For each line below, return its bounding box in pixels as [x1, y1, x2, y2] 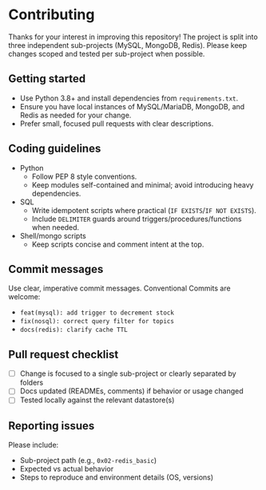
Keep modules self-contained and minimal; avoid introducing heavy [31, 180, 254, 189]
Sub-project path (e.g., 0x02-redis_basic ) [19, 456, 157, 465]
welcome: [8, 292, 41, 302]
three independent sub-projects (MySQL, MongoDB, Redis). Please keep [8, 40, 248, 49]
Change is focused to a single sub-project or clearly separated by [19, 369, 237, 378]
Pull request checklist [8, 347, 119, 361]
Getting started [8, 72, 86, 85]
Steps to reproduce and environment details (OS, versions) [19, 472, 214, 482]
